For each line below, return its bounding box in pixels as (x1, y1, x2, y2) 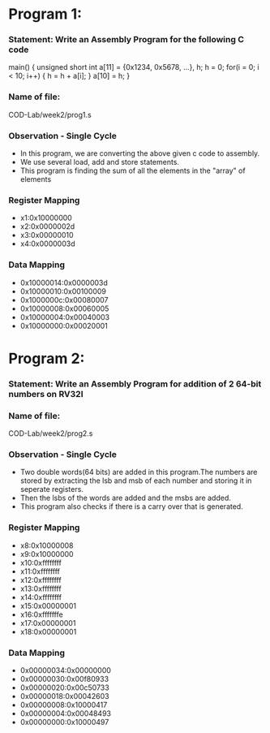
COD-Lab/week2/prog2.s (8, 429, 93, 438)
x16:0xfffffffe (19, 610, 63, 619)
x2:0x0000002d (19, 222, 75, 231)
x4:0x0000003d (19, 239, 75, 248)
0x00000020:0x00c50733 (19, 683, 109, 692)
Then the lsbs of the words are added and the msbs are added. (19, 493, 231, 503)
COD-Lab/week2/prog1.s (8, 110, 92, 119)
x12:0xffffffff (19, 575, 62, 584)
